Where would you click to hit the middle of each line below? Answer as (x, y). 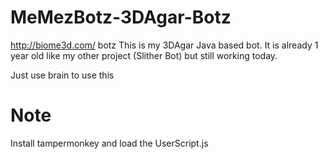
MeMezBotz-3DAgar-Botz (121, 17)
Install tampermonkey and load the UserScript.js (109, 143)
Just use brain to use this (62, 75)
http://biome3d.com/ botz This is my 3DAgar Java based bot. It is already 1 (164, 45)
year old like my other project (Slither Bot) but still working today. (144, 55)
